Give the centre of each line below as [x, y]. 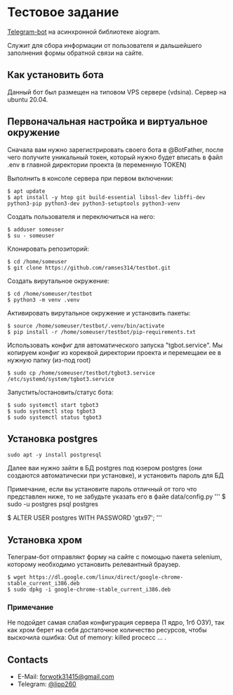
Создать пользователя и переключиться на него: [81, 216]
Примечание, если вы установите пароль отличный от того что [102, 489]
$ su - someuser [31, 236]
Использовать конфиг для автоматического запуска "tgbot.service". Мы [115, 345]
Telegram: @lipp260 [47, 684]
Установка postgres [53, 438]
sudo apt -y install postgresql [54, 455]
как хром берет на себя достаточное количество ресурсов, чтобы [107, 630]
